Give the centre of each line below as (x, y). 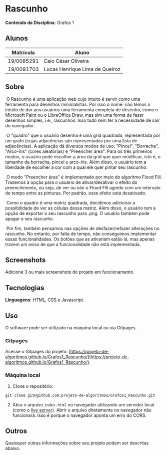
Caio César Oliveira (66, 61)
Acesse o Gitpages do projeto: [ (38, 352)
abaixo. (13, 448)
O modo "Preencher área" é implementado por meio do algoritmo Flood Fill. (84, 177)
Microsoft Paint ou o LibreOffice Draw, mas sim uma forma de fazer (74, 115)
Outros (16, 431)
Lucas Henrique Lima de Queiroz (82, 69)
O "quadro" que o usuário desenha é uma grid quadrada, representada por (83, 135)
